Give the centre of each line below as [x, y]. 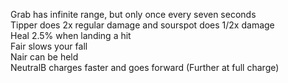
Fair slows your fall [49, 46]
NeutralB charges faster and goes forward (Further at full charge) [145, 67]
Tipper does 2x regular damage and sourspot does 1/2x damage [142, 25]
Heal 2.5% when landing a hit [71, 35]
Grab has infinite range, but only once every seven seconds [133, 14]
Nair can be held [44, 57]
